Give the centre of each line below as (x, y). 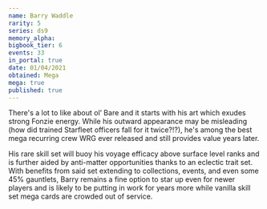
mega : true (26, 82)
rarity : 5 (25, 23)
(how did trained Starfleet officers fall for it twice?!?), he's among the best (130, 130)
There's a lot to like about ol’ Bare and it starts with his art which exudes (127, 113)
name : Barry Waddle (41, 16)
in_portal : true (35, 61)
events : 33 (26, 53)
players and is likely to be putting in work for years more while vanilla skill (129, 188)
